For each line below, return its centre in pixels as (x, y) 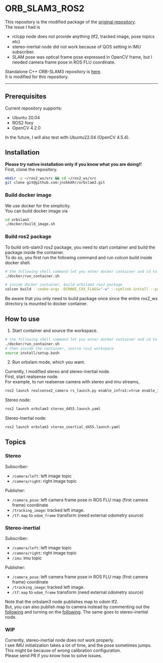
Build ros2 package (28, 237)
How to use (22, 319)
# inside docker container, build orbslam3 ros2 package (64, 285)
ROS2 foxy (23, 123)
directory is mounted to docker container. (47, 304)
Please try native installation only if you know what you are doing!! (73, 164)
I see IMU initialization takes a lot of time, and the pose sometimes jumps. (78, 646)
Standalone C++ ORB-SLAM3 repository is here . (53, 71)
